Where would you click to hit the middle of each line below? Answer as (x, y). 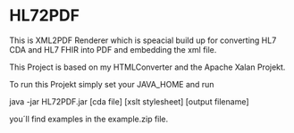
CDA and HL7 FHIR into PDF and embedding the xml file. (113, 49)
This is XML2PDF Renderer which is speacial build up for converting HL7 (143, 40)
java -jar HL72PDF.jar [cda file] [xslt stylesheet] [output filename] (129, 101)
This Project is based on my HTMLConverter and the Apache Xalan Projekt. (147, 67)
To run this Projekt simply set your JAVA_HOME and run (112, 84)
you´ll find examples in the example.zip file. (89, 119)
